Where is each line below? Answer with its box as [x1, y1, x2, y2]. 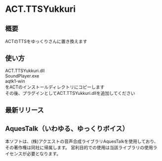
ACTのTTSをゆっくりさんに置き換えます [5, 39, 87, 44]
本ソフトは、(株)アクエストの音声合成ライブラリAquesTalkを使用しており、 [5, 138, 159, 144]
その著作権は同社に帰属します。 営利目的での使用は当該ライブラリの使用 [5, 145, 153, 151]
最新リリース [5, 106, 44, 115]
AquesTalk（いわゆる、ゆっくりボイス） [5, 124, 129, 133]
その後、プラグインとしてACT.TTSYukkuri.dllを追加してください [5, 90, 135, 96]
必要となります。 [26, 151, 61, 157]
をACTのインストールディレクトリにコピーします [5, 84, 105, 90]
